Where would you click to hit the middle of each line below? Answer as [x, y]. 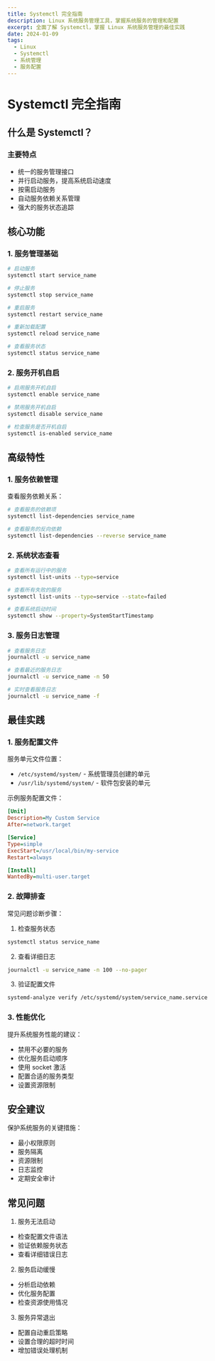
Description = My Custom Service [54, 818]
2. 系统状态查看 [34, 555]
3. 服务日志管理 [34, 636]
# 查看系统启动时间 [32, 609]
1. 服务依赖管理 [33, 479]
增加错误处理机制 [43, 1350]
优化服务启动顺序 [43, 1058]
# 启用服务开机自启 [32, 388]
